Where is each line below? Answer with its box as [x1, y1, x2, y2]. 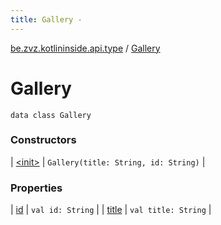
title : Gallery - [10, 14, 83, 25]
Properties [10, 181, 63, 195]
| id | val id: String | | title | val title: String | [10, 204, 212, 216]
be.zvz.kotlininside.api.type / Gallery [10, 42, 161, 54]
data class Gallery [10, 110, 92, 120]
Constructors [10, 133, 77, 147]
